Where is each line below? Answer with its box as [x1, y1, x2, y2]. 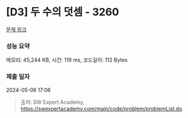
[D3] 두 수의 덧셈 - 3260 [6, 5, 119, 19]
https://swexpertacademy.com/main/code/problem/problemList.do [20, 105, 183, 112]
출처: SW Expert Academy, [20, 98, 85, 106]
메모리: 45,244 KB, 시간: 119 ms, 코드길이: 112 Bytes [6, 56, 128, 63]
